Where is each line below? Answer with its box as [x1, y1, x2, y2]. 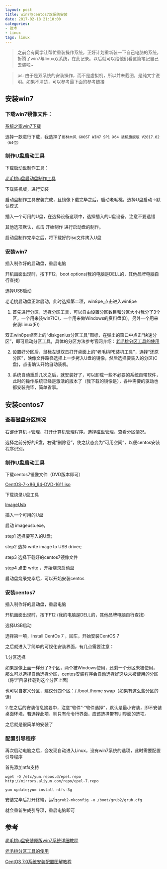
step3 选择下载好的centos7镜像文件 [5, 554, 78, 560]
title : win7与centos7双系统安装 [5, 12, 68, 17]
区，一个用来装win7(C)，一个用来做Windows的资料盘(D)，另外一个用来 [12, 315, 159, 321]
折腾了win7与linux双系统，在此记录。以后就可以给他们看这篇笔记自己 [17, 55, 159, 61]
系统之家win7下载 [5, 123, 41, 129]
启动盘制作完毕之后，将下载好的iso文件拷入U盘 [5, 235, 102, 241]
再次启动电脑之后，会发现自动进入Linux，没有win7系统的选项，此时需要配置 [5, 747, 161, 753]
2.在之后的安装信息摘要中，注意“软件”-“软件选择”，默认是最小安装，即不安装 [5, 705, 162, 711]
